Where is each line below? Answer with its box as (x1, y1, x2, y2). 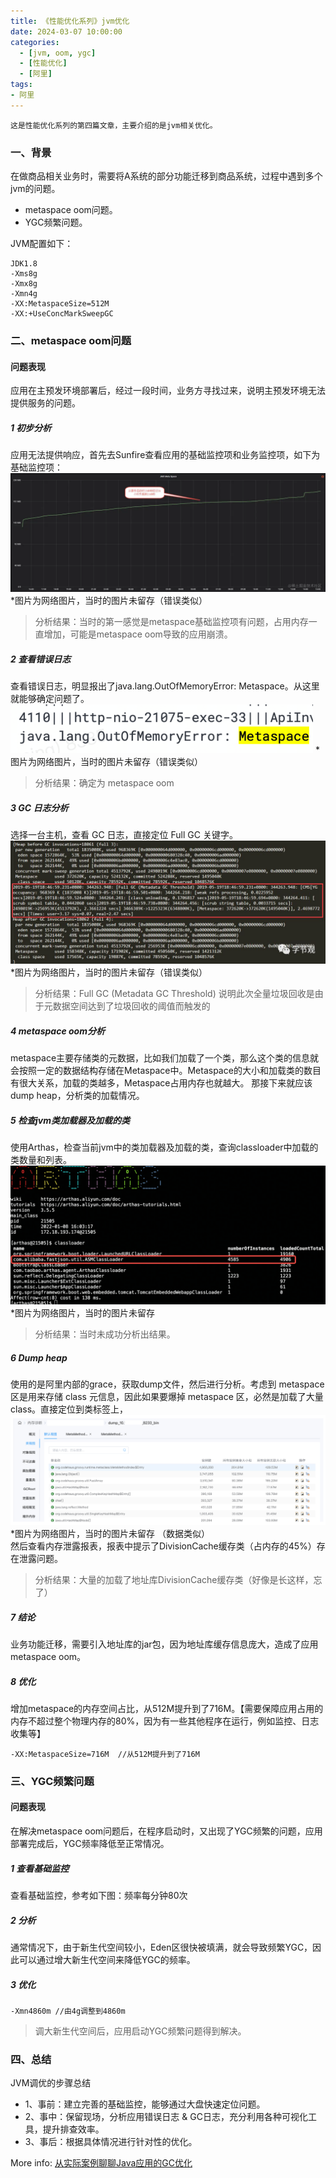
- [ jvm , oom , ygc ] (19, 48, 97, 58)
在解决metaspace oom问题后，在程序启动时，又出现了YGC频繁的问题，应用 (10, 1825, 323, 1837)
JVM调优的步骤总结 (10, 2077, 92, 2089)
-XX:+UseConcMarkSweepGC (10, 309, 114, 319)
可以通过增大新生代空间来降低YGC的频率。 (18, 1954, 196, 1966)
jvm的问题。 (10, 183, 61, 195)
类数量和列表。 (10, 1153, 72, 1165)
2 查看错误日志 (10, 653, 72, 665)
